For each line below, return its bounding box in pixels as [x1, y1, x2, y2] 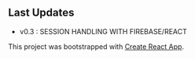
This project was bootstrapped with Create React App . [8, 42, 185, 51]
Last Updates [8, 6, 75, 19]
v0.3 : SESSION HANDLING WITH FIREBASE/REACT [19, 26, 187, 36]
